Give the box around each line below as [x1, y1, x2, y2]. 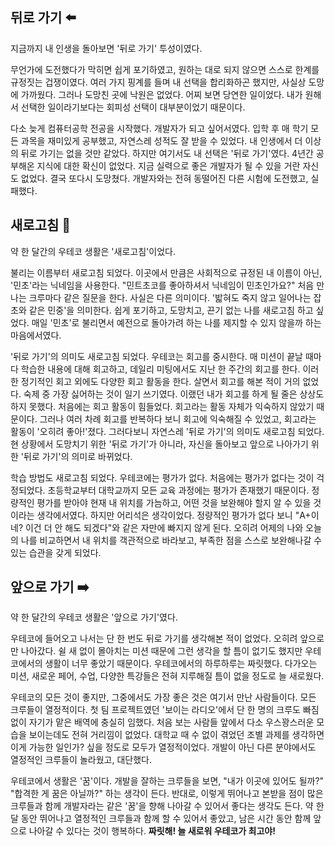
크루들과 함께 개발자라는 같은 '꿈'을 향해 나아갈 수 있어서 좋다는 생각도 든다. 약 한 [10, 800, 325, 812]
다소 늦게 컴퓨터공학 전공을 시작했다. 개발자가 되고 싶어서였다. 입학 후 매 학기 [10, 122, 309, 134]
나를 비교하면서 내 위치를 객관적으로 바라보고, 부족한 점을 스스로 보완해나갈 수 [20, 534, 323, 546]
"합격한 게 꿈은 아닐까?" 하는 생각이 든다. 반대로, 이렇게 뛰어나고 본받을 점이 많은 [10, 788, 324, 800]
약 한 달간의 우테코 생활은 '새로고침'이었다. [10, 245, 176, 257]
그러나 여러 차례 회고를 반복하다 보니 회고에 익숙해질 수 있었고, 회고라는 [39, 413, 317, 425]
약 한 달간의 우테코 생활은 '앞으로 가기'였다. [10, 611, 178, 623]
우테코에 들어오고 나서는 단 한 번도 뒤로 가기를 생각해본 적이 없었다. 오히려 [10, 633, 298, 645]
